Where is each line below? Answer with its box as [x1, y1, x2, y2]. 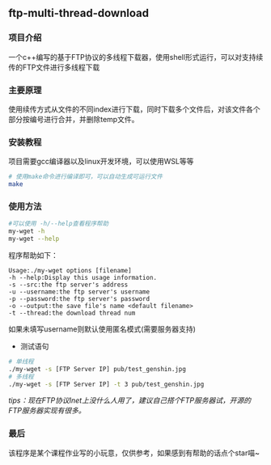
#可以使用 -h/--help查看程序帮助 [8, 220, 109, 228]
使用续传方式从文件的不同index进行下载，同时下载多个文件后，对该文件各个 [8, 104, 260, 114]
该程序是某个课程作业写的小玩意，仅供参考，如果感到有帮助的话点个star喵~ [8, 448, 260, 458]
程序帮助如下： [8, 250, 58, 260]
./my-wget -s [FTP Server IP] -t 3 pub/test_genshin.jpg [8, 380, 205, 388]
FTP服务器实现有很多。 [8, 406, 87, 416]
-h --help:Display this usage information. [8, 273, 158, 281]
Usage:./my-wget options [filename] [8, 266, 132, 274]
